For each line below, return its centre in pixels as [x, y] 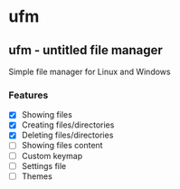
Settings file [44, 165]
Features [28, 95]
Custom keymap [52, 156]
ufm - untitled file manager [86, 50]
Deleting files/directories [67, 135]
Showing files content [62, 146]
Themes [37, 176]
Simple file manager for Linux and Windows [90, 71]
